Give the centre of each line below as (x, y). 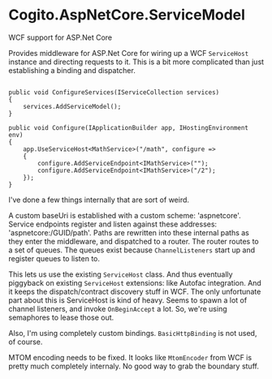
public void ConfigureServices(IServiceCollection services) (114, 92)
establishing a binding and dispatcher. (72, 70)
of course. (26, 342)
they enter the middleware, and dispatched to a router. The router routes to (134, 241)
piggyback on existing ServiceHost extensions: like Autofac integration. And (135, 282)
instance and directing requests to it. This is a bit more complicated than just (136, 62)
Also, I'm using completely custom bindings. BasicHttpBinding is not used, (133, 333)
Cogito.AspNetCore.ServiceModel (127, 15)
